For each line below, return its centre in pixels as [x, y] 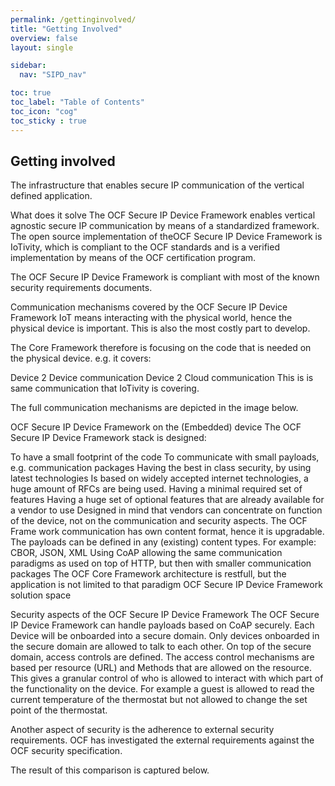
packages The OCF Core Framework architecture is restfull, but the [148, 574]
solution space [41, 595]
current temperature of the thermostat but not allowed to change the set [159, 700]
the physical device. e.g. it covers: [81, 358]
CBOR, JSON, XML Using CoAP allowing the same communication [146, 553]
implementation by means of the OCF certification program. [133, 258]
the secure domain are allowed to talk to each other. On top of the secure [161, 647]
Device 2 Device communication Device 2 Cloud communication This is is [162, 378]
